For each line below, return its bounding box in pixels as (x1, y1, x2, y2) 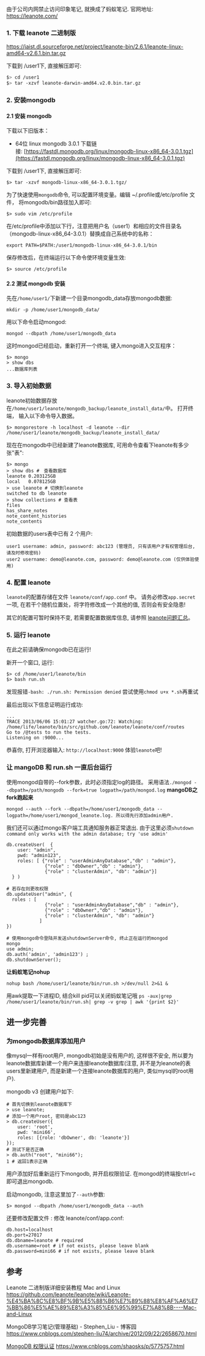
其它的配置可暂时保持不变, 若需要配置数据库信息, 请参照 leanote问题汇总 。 (6, 614, 194, 621)
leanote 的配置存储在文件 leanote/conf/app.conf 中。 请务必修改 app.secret (6, 593, 196, 600)
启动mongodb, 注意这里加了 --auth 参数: (6, 1191, 106, 1198)
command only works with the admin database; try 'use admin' (6, 831, 168, 837)
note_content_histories (6, 513, 67, 519)
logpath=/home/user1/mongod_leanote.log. (6, 812, 114, 819)
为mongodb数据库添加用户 (6, 1036, 86, 1045)
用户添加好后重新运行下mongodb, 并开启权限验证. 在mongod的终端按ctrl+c (6, 1170, 196, 1177)
